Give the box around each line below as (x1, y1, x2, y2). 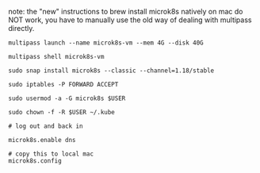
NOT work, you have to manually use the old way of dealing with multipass (8, 15, 252, 25)
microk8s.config (8, 157, 62, 165)
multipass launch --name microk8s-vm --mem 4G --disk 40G (8, 39, 204, 47)
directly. (8, 24, 35, 33)
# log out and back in (8, 122, 83, 130)
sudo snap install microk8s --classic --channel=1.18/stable (8, 67, 215, 75)
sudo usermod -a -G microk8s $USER (8, 94, 126, 102)
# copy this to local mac (8, 150, 94, 158)
